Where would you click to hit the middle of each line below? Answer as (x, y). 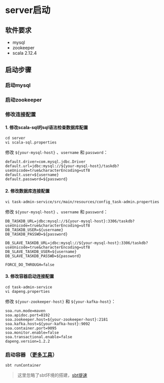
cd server (15, 138)
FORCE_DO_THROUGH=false (30, 264)
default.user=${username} (32, 175)
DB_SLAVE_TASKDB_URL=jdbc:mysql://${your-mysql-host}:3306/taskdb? (77, 243)
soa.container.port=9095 (31, 328)
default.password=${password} (37, 179)
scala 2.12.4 (25, 53)
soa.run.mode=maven (25, 311)
